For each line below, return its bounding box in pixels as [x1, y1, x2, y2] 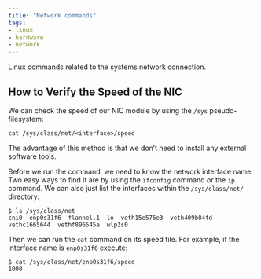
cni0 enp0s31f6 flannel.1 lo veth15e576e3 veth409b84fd [8, 214, 213, 222]
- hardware [8, 33, 44, 42]
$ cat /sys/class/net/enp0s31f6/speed [8, 258, 135, 266]
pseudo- [209, 105, 237, 115]
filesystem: [8, 114, 44, 123]
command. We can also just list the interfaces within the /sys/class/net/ [8, 183, 244, 193]
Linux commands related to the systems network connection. [8, 62, 207, 72]
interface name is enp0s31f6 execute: [8, 243, 128, 252]
